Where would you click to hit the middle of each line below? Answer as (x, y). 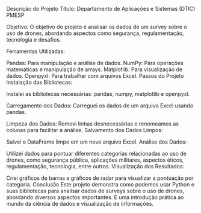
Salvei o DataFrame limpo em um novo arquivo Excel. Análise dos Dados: (97, 142)
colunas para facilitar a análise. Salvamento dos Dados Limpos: (85, 130)
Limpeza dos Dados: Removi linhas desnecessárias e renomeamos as (93, 124)
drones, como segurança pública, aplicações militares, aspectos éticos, (95, 160)
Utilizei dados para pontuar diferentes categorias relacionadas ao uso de (96, 154)
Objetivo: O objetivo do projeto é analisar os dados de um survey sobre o (97, 27)
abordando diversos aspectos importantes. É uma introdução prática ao (95, 197)
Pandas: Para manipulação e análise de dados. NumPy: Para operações (95, 63)
